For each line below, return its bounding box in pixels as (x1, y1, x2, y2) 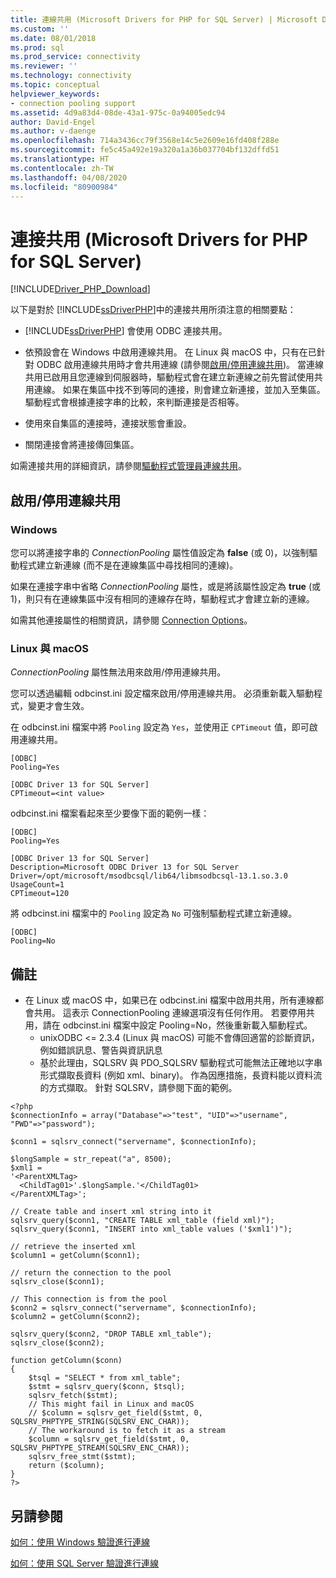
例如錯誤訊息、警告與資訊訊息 (39, 1044, 163, 1056)
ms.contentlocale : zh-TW (10, 163, 114, 173)
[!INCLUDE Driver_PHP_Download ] (10, 283, 151, 295)
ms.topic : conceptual (10, 80, 101, 90)
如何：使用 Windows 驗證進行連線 (10, 1536, 150, 1548)
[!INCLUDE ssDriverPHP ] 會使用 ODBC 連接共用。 (24, 325, 228, 337)
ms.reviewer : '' (10, 61, 78, 71)
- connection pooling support (10, 98, 137, 108)
